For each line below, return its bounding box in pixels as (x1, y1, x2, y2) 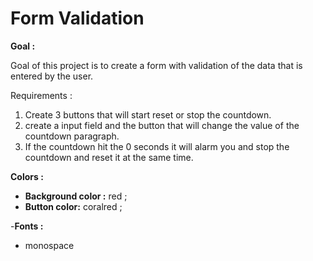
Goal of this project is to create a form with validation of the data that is (10, 59, 303, 71)
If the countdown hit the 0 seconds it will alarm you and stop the (24, 140, 290, 152)
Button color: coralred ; (24, 200, 123, 212)
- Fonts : (10, 220, 44, 232)
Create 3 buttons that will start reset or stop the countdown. (24, 108, 272, 121)
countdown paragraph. (24, 130, 120, 142)
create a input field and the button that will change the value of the (24, 119, 300, 131)
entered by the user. (10, 70, 94, 82)
